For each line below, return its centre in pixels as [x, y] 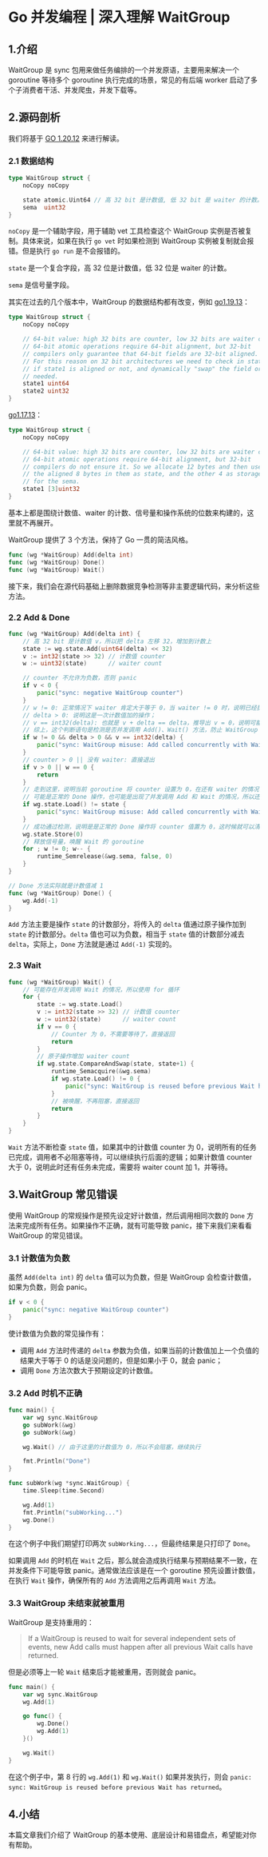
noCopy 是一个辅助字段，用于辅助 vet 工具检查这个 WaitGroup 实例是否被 [127, 231]
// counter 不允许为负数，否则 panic [80, 678]
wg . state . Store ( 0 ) [53, 834]
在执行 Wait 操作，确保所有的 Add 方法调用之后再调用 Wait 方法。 [114, 1580]
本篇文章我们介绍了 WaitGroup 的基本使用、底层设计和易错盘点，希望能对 [129, 1835]
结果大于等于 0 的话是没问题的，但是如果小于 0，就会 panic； [121, 1360]
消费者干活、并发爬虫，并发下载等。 [81, 90]
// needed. [41, 376]
